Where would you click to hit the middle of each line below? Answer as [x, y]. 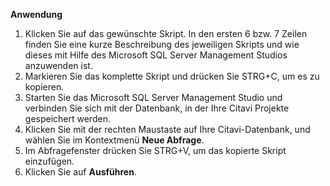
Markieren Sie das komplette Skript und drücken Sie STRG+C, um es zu [172, 76]
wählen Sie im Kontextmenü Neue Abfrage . [114, 140]
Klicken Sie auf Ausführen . [80, 172]
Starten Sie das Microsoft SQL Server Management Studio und [153, 97]
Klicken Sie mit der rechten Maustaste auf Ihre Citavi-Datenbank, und [167, 129]
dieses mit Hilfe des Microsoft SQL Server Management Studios [156, 55]
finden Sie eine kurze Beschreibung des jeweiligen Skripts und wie [162, 44]
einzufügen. [49, 161]
